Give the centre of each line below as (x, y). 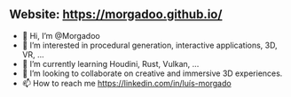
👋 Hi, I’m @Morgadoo (61, 35)
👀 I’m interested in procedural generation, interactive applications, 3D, (149, 45)
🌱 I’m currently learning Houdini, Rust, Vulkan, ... (110, 63)
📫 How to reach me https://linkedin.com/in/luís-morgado (127, 83)
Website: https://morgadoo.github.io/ (116, 15)
